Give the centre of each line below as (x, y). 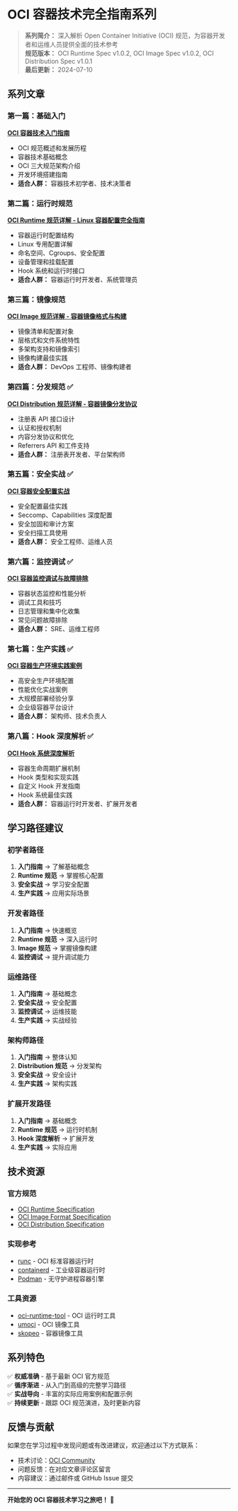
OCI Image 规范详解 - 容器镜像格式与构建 (67, 317)
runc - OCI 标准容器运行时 (56, 1261)
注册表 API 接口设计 (46, 419)
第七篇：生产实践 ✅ (40, 649)
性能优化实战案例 (42, 690)
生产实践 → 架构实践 (47, 1084)
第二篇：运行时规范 (40, 203)
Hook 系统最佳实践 (45, 795)
